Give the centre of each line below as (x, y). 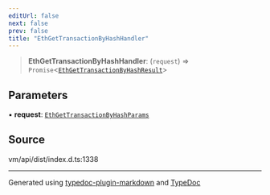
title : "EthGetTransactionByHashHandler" (79, 38)
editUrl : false (34, 16)
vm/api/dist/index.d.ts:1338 (53, 159)
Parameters (38, 95)
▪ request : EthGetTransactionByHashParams (79, 114)
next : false (28, 23)
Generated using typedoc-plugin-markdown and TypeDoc (104, 182)
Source (27, 140)
